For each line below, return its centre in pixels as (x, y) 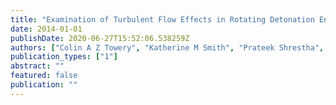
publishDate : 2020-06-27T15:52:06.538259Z (100, 38)
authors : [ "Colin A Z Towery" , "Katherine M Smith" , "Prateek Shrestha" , (167, 47)
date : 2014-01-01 (46, 29)
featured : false (44, 76)
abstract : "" (37, 66)
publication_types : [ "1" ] (64, 57)
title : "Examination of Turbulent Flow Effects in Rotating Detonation (162, 19)
